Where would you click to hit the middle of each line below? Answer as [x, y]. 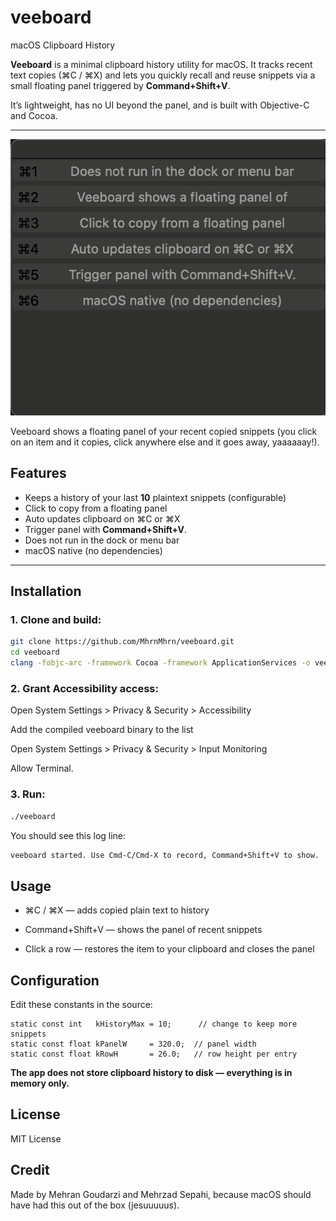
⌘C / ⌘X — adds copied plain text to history [117, 910]
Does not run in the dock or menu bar [102, 540]
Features [38, 473]
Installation [46, 591]
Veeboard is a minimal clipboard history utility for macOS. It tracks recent [161, 64]
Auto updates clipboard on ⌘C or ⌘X [102, 518]
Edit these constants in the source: [81, 1005]
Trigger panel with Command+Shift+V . [105, 529]
